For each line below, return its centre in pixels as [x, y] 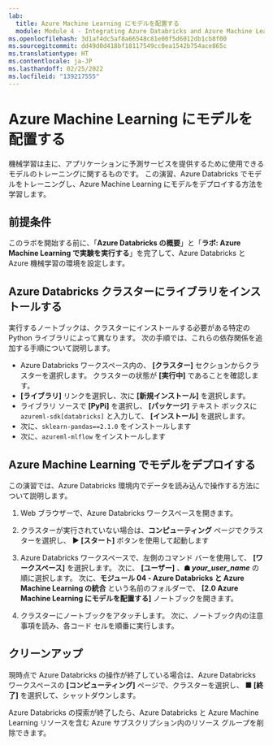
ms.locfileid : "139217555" [54, 76]
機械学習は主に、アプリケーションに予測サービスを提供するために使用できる [136, 163]
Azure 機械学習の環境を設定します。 [69, 263]
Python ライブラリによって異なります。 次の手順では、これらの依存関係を [132, 338]
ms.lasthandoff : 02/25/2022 [56, 69]
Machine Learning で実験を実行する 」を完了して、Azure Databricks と [127, 253]
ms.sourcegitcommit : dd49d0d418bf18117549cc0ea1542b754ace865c [118, 46]
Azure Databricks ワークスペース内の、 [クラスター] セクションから [132, 366]
